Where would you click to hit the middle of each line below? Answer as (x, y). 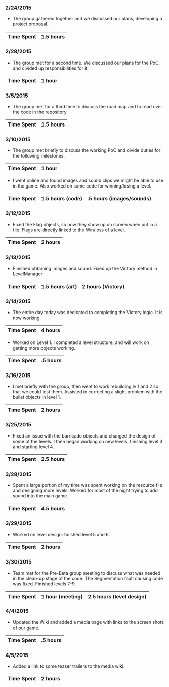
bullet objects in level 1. (37, 397)
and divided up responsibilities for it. (50, 68)
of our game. (26, 628)
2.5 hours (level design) (117, 596)
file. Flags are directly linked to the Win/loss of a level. (69, 230)
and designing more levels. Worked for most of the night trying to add (85, 490)
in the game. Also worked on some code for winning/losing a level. (82, 186)
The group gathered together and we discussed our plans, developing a (87, 19)
